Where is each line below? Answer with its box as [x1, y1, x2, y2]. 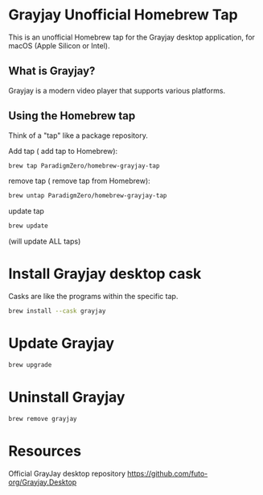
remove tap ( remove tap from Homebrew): [8, 176, 150, 186]
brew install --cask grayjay [8, 307, 106, 315]
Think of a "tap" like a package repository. [8, 131, 149, 140]
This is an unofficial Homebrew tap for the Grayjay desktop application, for [8, 32, 256, 42]
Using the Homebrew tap [8, 109, 136, 123]
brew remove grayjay [8, 414, 78, 422]
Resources [8, 442, 82, 460]
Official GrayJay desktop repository [8, 468, 126, 478]
